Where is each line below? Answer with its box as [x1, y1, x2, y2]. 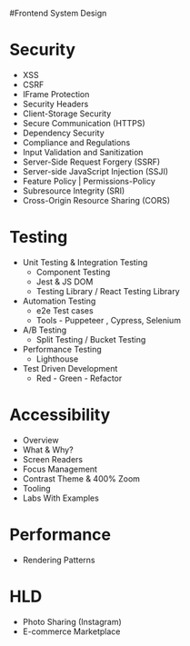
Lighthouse [35, 353, 79, 364]
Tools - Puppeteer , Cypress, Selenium [35, 314, 182, 325]
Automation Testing [22, 295, 96, 306]
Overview [22, 434, 59, 445]
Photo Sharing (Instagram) [22, 616, 123, 627]
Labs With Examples [22, 492, 100, 503]
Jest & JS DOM [35, 276, 94, 287]
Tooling [22, 482, 52, 493]
